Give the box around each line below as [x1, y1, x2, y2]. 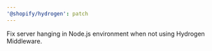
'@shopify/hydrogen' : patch [6, 10, 89, 17]
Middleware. [6, 36, 43, 45]
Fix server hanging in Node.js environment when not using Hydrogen [6, 29, 206, 38]
